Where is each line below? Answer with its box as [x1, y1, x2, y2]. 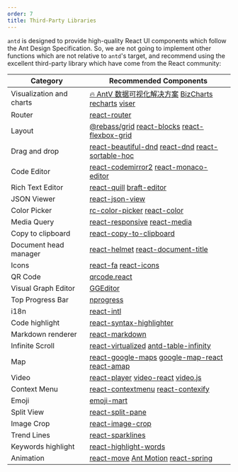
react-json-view [89, 194, 146, 204]
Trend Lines [11, 430, 51, 439]
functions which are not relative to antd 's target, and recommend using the [7, 51, 225, 60]
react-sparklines [89, 430, 146, 439]
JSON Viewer [11, 194, 56, 204]
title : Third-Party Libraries [7, 17, 97, 24]
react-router [89, 110, 132, 120]
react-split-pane [89, 407, 147, 417]
